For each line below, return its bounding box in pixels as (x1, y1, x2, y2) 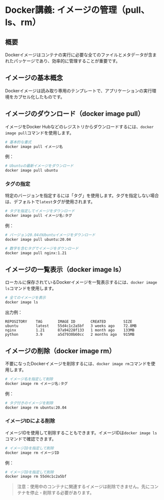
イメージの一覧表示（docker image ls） (5, 265, 126, 274)
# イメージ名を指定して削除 (5, 377, 53, 382)
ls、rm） (5, 17, 41, 28)
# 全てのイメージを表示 (5, 295, 46, 300)
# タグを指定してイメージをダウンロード (5, 208, 75, 214)
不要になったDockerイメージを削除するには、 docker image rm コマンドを (5, 361, 151, 367)
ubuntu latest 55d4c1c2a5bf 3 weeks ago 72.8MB (5, 324, 137, 328)
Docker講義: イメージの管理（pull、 (5, 4, 150, 16)
